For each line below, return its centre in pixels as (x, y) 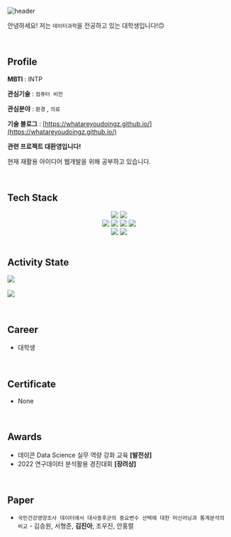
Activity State (38, 262)
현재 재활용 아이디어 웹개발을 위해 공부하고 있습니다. (79, 161)
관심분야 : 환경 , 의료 (34, 108)
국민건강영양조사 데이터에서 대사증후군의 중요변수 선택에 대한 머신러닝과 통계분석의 (121, 518)
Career (23, 329)
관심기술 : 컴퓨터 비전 (35, 94)
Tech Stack (33, 198)
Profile (22, 62)
